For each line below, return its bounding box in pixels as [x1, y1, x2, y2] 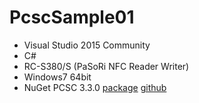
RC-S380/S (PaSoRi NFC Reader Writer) [23, 60, 190, 72]
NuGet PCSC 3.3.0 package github [23, 81, 167, 93]
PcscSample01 [9, 6, 135, 29]
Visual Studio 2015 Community [23, 39, 151, 51]
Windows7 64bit [23, 71, 92, 83]
